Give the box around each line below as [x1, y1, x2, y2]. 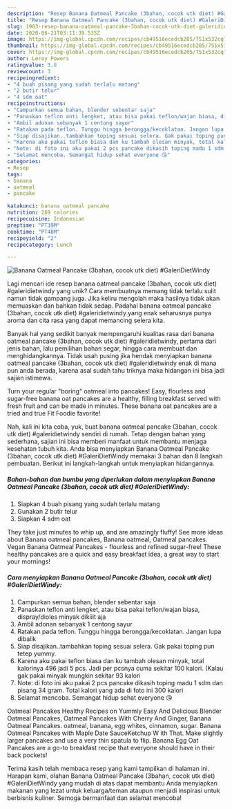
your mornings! [7, 557, 50, 566]
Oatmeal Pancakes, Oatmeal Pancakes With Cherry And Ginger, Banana [7, 714, 212, 723]
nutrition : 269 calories [7, 209, 79, 216]
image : [7, 36, 26, 43]
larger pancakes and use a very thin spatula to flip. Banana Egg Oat [7, 736, 199, 745]
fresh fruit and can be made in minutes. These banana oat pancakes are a [7, 402, 217, 410]
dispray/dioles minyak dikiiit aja [17, 613, 106, 621]
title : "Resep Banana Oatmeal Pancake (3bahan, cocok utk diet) [7, 17, 196, 24]
